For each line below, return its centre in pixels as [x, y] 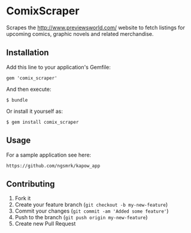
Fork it [23, 198]
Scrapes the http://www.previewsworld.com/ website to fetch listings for [96, 27]
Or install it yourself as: [34, 111]
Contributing [31, 184]
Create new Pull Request [45, 224]
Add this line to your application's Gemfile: [58, 67]
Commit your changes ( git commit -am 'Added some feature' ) [92, 211]
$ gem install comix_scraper [43, 122]
